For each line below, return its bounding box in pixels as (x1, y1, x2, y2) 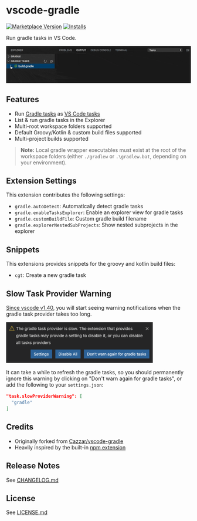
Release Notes (6, 461, 60, 471)
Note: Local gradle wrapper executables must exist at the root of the (20, 146, 186, 153)
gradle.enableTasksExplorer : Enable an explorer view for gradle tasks (14, 209, 184, 216)
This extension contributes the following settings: (6, 191, 125, 198)
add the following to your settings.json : (6, 381, 104, 388)
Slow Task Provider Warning (6, 289, 111, 299)
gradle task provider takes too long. (6, 310, 92, 317)
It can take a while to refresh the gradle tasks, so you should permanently (6, 369, 184, 376)
